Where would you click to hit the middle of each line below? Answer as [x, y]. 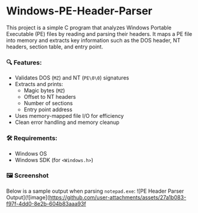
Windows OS [31, 153]
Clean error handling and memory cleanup [67, 122]
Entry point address [48, 109]
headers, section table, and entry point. [55, 47]
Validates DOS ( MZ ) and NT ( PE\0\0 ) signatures [72, 78]
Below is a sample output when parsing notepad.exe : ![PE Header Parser [95, 191]
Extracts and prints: [39, 84]
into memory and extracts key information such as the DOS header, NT [93, 40]
